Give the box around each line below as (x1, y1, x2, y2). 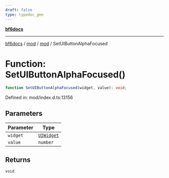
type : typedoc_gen (5, 12, 44, 17)
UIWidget (38, 133, 59, 139)
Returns (5, 155, 31, 164)
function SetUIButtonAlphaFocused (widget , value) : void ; (5, 85, 127, 91)
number (38, 140, 54, 145)
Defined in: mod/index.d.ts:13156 (5, 94, 73, 101)
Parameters (5, 109, 43, 117)
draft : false (5, 7, 33, 13)
